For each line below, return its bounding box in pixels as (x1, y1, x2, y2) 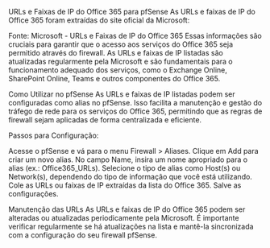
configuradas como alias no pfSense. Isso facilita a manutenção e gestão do (8, 98, 263, 107)
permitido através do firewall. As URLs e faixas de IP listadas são (8, 48, 223, 57)
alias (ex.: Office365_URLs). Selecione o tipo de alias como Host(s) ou (8, 163, 241, 172)
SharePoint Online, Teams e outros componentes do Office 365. (8, 74, 221, 83)
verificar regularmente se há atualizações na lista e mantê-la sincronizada (8, 221, 254, 231)
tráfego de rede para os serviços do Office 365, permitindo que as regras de (8, 106, 263, 116)
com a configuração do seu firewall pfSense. (8, 230, 157, 240)
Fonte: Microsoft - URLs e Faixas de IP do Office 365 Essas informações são (8, 31, 262, 40)
